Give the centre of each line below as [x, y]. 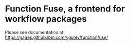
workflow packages [46, 19]
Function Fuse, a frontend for [65, 9]
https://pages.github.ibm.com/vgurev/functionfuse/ [56, 37]
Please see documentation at [34, 32]
